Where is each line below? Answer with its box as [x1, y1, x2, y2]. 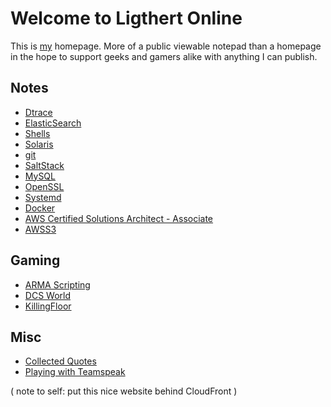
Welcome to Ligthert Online [10, 7, 243, 30]
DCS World [24, 289, 71, 301]
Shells [24, 127, 51, 139]
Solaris [24, 138, 54, 150]
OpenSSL [24, 180, 65, 192]
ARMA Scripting [24, 278, 91, 291]
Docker [24, 202, 56, 214]
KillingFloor [24, 300, 72, 312]
